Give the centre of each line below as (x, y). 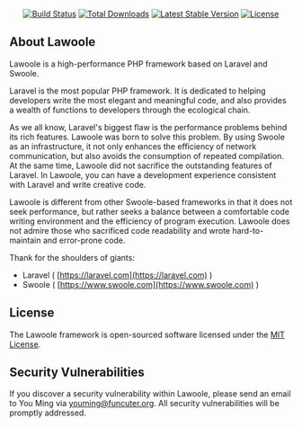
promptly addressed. (48, 413)
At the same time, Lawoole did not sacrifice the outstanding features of (141, 165)
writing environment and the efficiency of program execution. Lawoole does (150, 221)
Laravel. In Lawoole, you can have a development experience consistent (143, 174)
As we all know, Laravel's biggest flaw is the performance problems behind (148, 127)
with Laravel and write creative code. (78, 184)
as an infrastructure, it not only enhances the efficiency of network (133, 146)
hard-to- (248, 230)
